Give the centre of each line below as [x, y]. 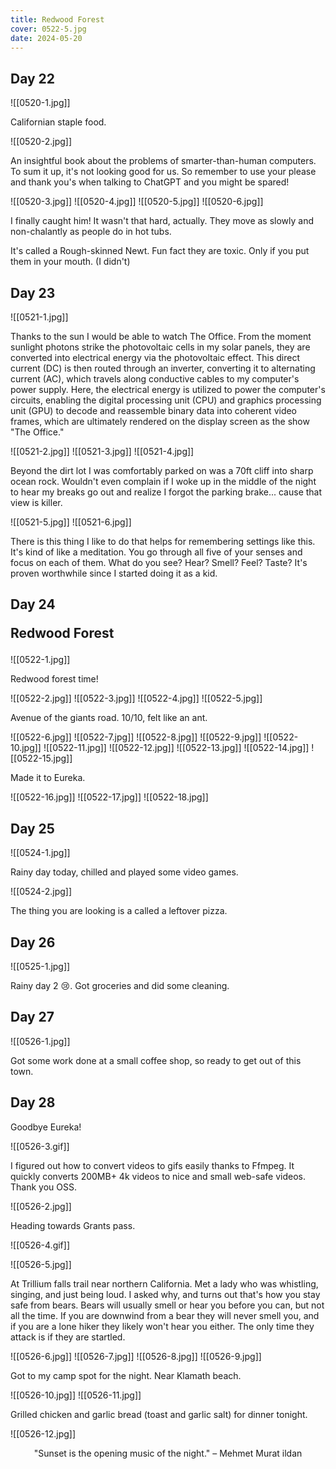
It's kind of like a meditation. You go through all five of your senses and [156, 552]
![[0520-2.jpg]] [41, 142]
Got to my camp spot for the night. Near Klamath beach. [126, 1375]
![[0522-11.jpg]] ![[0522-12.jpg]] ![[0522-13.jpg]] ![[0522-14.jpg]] [176, 748]
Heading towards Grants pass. [73, 1225]
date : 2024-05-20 [46, 38]
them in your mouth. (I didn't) [70, 262]
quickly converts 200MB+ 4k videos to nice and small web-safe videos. [158, 1176]
